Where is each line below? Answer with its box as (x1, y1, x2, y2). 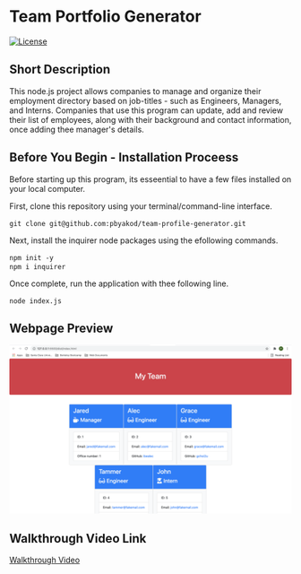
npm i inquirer (9, 262, 66, 271)
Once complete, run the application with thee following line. (9, 278, 229, 289)
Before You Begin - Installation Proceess (9, 150, 239, 165)
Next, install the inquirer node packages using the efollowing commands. (9, 235, 279, 246)
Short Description (9, 62, 111, 77)
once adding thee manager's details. (9, 124, 145, 135)
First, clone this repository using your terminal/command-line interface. (9, 200, 273, 212)
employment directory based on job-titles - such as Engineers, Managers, (9, 95, 282, 106)
